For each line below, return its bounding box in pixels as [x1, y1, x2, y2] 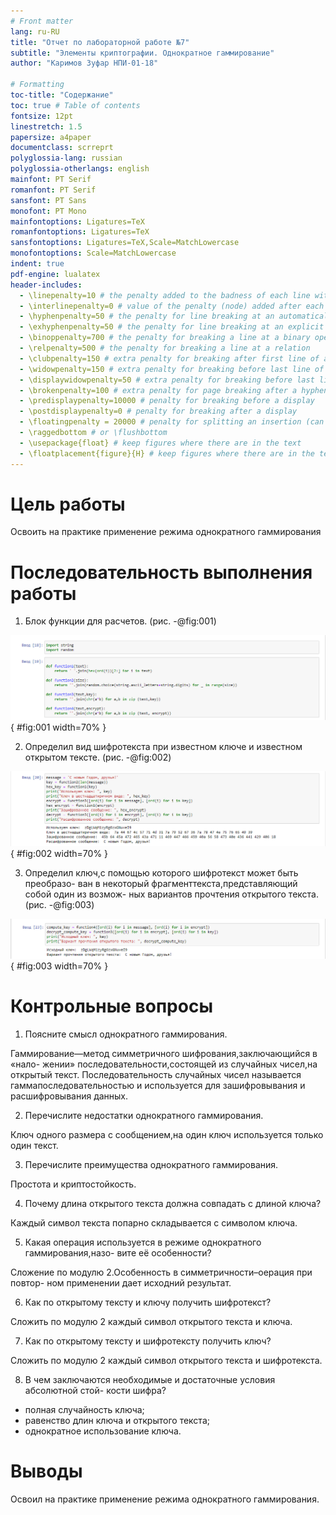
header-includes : [10, 280, 83, 290]
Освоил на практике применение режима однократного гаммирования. [10, 1493, 320, 1505]
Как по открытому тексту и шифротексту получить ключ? [24, 1335, 272, 1347]
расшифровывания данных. [10, 1090, 129, 1102]
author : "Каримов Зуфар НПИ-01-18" [10, 58, 159, 69]
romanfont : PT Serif [10, 185, 97, 195]
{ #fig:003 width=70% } [10, 960, 109, 972]
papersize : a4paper [10, 132, 92, 142]
